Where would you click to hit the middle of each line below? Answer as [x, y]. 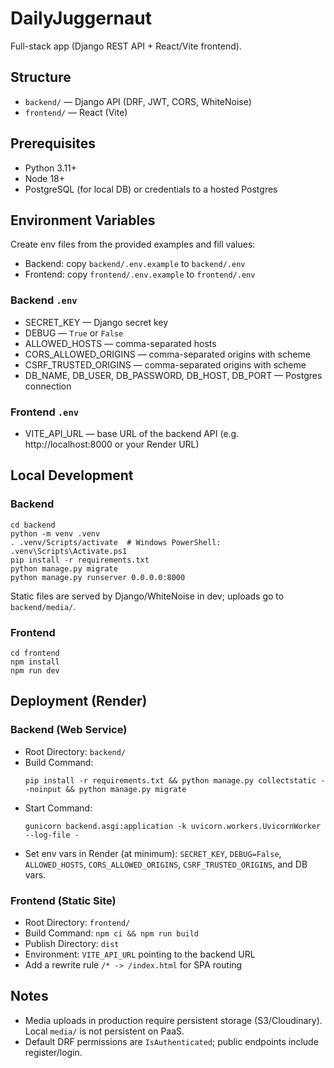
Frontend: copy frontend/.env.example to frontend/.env [140, 274]
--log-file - [52, 835]
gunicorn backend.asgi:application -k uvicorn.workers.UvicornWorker [173, 826]
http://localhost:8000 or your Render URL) [112, 444]
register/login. [53, 1052]
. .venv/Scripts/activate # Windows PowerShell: [116, 542]
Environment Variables [83, 220]
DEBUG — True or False [74, 333]
